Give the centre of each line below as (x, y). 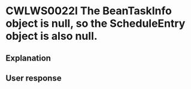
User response (34, 78)
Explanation (28, 58)
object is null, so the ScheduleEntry (95, 23)
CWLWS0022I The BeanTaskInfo (89, 11)
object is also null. (52, 36)
